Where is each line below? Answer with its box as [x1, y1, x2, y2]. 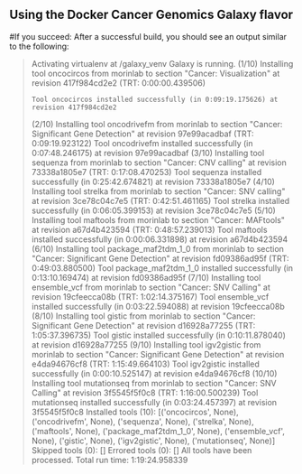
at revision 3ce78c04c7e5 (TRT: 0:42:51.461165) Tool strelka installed [31, 195, 290, 206]
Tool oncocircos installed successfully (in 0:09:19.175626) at [31, 95, 279, 104]
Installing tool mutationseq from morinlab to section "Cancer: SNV [31, 377, 277, 388]
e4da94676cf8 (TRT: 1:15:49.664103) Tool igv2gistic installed [31, 358, 260, 369]
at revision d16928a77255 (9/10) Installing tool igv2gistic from [31, 339, 261, 350]
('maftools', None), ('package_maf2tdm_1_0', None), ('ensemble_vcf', [31, 425, 286, 436]
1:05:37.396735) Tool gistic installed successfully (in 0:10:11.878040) [31, 330, 287, 340]
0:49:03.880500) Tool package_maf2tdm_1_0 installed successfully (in [31, 262, 293, 274]
